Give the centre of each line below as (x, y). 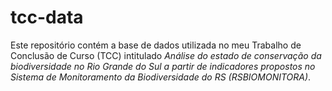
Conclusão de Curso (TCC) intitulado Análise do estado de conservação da (166, 55)
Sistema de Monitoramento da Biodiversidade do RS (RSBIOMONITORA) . (161, 77)
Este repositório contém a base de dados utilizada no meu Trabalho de (156, 45)
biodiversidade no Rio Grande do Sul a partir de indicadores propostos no (163, 66)
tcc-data (47, 17)
